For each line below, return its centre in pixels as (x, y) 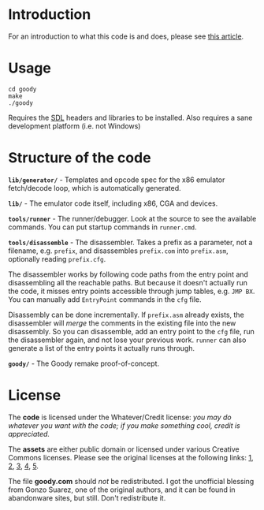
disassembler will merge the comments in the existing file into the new (122, 323)
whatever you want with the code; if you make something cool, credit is (124, 425)
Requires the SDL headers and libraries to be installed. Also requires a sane (130, 117)
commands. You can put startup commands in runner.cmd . (102, 227)
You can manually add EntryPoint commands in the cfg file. (105, 299)
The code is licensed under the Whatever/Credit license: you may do (120, 417)
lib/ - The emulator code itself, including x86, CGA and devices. (113, 203)
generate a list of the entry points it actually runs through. (102, 348)
